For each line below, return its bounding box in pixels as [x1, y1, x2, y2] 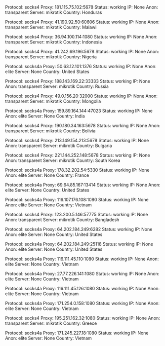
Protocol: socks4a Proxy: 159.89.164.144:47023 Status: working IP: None [5, 108, 153, 114]
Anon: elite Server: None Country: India [5, 113, 85, 119]
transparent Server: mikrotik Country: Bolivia [5, 128, 96, 134]
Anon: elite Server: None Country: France [5, 172, 89, 178]
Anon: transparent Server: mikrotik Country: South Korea [5, 157, 121, 163]
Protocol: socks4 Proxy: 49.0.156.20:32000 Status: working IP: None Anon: [5, 93, 158, 99]
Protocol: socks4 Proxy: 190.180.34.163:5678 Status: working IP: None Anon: [5, 123, 161, 128]
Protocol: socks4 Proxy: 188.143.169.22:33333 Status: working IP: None [5, 78, 151, 84]
